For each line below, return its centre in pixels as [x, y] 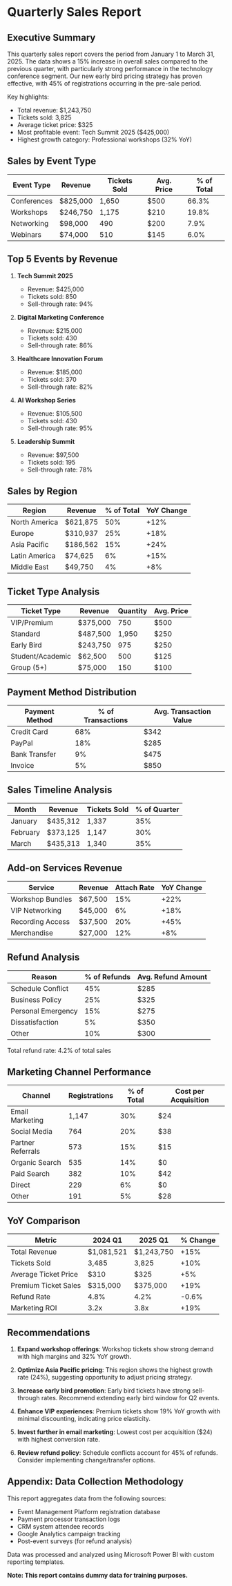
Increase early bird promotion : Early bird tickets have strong [104, 1390]
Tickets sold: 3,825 [44, 117]
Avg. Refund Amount [172, 976]
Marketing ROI [34, 1308]
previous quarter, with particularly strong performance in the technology [110, 69]
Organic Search [36, 1163]
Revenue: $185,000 [55, 372]
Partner [23, 1143]
